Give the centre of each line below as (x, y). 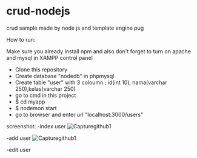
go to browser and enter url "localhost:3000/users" (79, 114)
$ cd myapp (30, 102)
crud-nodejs (38, 11)
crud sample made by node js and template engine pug (75, 28)
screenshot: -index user (36, 126)
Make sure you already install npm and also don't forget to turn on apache (99, 51)
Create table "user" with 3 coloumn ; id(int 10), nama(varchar (91, 82)
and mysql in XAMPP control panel (49, 58)
